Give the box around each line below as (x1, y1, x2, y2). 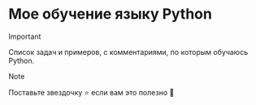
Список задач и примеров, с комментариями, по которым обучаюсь (8, 47, 249, 57)
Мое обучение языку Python (8, 5, 213, 23)
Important (8, 31, 41, 41)
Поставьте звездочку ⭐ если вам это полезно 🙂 (8, 87, 175, 97)
